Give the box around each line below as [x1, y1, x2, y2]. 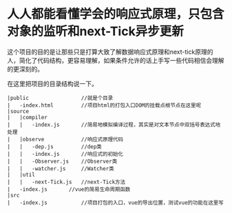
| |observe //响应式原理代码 [7, 136, 124, 143]
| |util [7, 171, 36, 178]
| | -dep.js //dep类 [7, 143, 102, 150]
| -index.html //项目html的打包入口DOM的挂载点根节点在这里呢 [7, 101, 202, 109]
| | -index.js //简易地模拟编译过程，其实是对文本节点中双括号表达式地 [7, 121, 221, 128]
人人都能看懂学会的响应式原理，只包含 [7, 6, 225, 22]
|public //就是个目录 [7, 94, 114, 101]
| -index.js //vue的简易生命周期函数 [7, 185, 131, 193]
